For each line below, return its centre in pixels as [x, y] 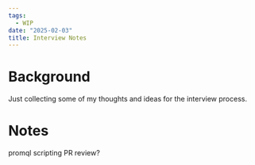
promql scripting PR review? [54, 153]
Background [49, 77]
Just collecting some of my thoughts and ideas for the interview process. [128, 99]
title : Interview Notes [48, 38]
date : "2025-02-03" [41, 30]
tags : [17, 15]
